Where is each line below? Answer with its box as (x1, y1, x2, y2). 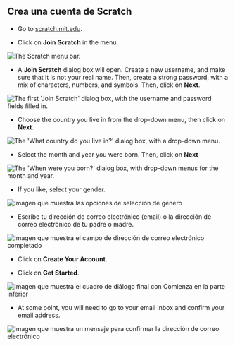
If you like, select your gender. (17, 185, 106, 193)
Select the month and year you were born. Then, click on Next (17, 150, 198, 158)
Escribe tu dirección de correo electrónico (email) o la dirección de (17, 212, 212, 221)
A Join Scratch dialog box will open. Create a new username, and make (17, 65, 226, 73)
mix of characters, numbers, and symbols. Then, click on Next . (17, 80, 201, 89)
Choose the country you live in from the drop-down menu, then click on (17, 115, 226, 124)
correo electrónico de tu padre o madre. (17, 220, 134, 228)
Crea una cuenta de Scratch (7, 6, 132, 18)
